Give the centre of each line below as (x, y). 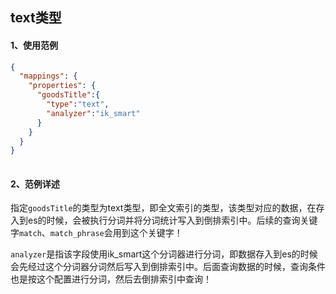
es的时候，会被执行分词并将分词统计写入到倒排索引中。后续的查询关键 (172, 220)
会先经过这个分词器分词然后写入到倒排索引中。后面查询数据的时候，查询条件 (168, 267)
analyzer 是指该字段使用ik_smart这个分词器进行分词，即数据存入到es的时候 (164, 254)
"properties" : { (62, 86)
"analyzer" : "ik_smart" (93, 113)
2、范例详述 (35, 184)
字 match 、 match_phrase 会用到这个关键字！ (96, 233)
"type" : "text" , (78, 104)
